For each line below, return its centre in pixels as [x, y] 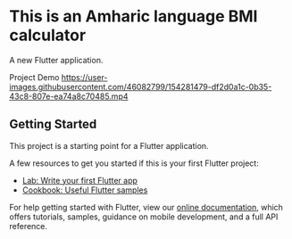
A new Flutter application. [56, 60]
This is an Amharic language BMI [133, 16]
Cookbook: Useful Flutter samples [85, 190]
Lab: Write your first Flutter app [80, 180]
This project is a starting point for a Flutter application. [109, 145]
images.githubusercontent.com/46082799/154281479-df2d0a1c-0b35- [141, 87]
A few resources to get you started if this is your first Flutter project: [134, 163]
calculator [48, 35]
